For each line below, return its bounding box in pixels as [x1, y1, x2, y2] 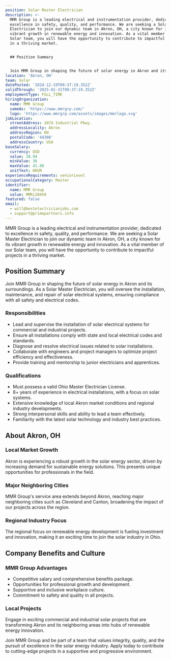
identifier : [5, 182, 31, 187]
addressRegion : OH [10, 130, 49, 136]
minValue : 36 [10, 159, 38, 164]
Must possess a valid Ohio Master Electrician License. [12, 384, 126, 390]
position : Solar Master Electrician [5, 7, 83, 13]
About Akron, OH [5, 431, 61, 440]
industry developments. [12, 405, 63, 412]
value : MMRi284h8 [10, 192, 47, 197]
